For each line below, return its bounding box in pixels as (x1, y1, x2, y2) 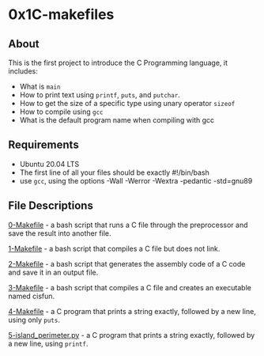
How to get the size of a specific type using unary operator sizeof (19, 99, 236, 108)
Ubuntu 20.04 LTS (19, 159, 80, 169)
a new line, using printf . (8, 339, 89, 348)
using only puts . (8, 315, 61, 324)
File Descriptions (8, 199, 93, 213)
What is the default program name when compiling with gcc (19, 116, 215, 124)
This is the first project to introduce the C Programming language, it (8, 58, 228, 67)
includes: (8, 66, 38, 76)
